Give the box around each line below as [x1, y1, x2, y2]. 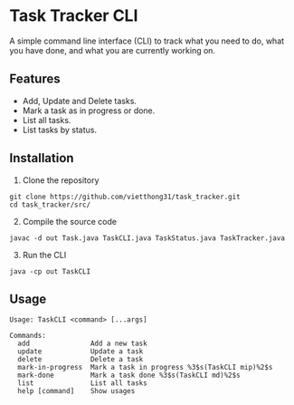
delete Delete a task [17, 355, 144, 364]
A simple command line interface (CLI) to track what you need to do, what [9, 35, 285, 46]
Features [9, 72, 61, 87]
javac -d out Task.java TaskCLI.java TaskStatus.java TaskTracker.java [9, 233, 285, 243]
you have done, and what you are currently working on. [9, 44, 215, 55]
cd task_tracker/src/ [9, 200, 91, 209]
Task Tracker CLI [9, 5, 138, 26]
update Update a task [17, 347, 144, 356]
